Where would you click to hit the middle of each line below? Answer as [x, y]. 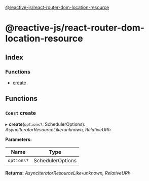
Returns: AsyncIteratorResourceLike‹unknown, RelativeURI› [68, 173]
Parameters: [18, 139]
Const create [21, 113]
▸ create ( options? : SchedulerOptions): [45, 124]
